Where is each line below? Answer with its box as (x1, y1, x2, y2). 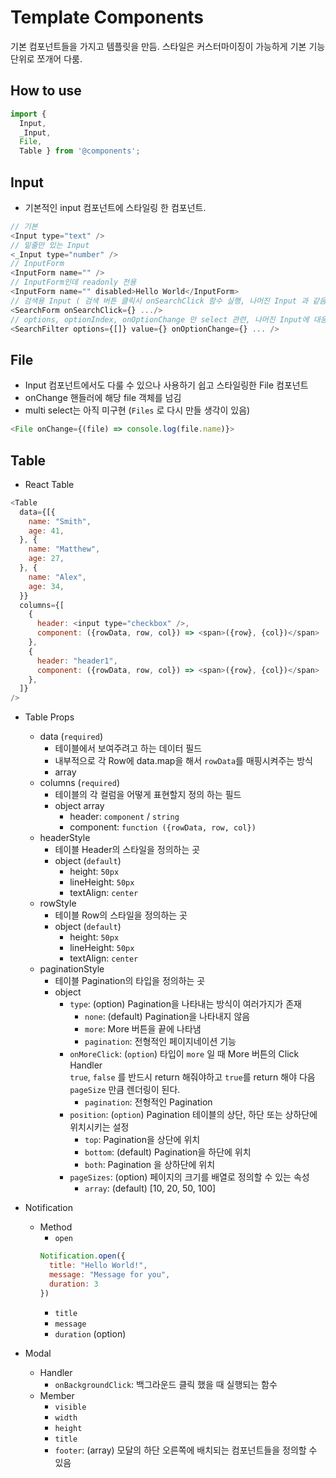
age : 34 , (28, 581, 65, 591)
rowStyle (39, 897, 77, 910)
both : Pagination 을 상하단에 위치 (84, 1159, 216, 1171)
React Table (24, 478, 75, 490)
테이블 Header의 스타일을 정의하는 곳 (54, 844, 201, 856)
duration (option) (54, 1327, 127, 1340)
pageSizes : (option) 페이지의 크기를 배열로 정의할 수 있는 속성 (69, 1171, 310, 1183)
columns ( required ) (39, 777, 121, 789)
